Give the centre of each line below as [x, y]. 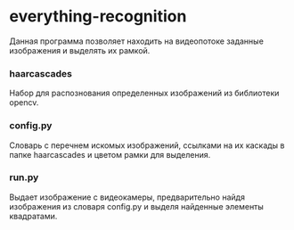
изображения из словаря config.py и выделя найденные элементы [137, 206]
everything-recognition [98, 16]
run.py [24, 177]
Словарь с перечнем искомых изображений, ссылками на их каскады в [147, 145]
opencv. [24, 103]
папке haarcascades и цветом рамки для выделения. [110, 154]
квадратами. [33, 216]
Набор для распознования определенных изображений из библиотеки [144, 93]
